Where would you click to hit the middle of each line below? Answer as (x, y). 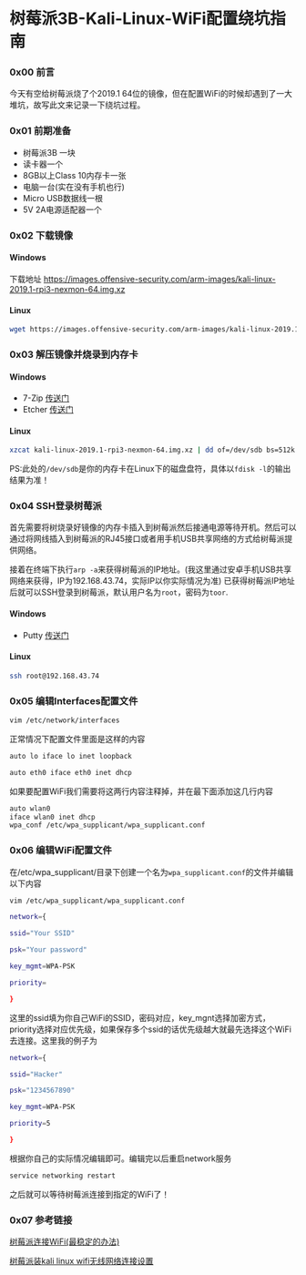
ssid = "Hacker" (36, 1074)
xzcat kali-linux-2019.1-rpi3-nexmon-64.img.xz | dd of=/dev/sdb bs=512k (153, 450)
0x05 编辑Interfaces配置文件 (74, 700)
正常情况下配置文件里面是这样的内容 (77, 739)
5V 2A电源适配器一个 (62, 209)
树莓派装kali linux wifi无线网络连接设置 (82, 1261)
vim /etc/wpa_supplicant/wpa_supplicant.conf (97, 901)
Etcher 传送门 (48, 410)
